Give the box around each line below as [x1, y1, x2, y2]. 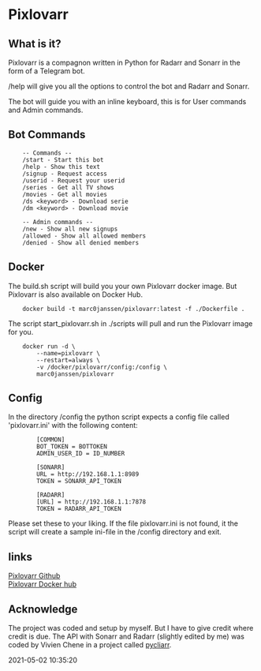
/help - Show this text [22, 163, 101, 171]
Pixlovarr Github [8, 571, 61, 581]
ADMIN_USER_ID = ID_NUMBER [36, 450, 125, 458]
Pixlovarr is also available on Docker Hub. [8, 290, 144, 299]
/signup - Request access [22, 170, 108, 178]
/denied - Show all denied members [22, 238, 140, 246]
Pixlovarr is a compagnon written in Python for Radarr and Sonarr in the [8, 58, 240, 67]
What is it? [8, 37, 62, 51]
